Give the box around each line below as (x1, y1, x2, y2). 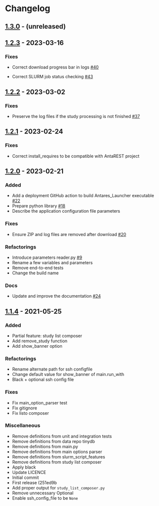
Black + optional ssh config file (12, 377, 74, 383)
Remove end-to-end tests (12, 265, 64, 270)
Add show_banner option (12, 343, 63, 349)
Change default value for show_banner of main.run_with (12, 371, 125, 377)
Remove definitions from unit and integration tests (12, 433, 112, 439)
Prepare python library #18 (12, 203, 65, 209)
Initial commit (12, 474, 39, 480)
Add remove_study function (12, 338, 68, 344)
